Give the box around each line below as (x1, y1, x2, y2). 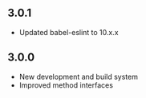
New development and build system (18, 72, 138, 81)
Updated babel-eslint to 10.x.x (18, 27, 119, 37)
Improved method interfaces (18, 80, 114, 90)
